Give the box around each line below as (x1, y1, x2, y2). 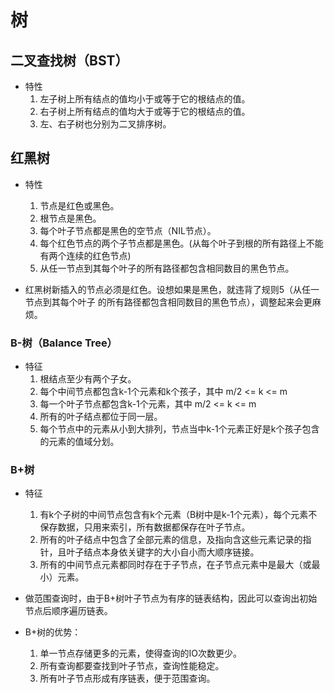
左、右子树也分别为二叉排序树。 (39, 118, 172, 130)
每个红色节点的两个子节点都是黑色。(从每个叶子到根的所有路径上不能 (39, 237, 324, 249)
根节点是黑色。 (39, 212, 102, 224)
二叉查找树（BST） (10, 52, 129, 69)
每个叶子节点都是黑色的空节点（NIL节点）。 (39, 224, 217, 236)
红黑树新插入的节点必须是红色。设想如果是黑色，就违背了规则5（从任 (24, 283, 312, 295)
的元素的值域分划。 (39, 436, 120, 448)
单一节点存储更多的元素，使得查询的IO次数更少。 (39, 647, 243, 660)
